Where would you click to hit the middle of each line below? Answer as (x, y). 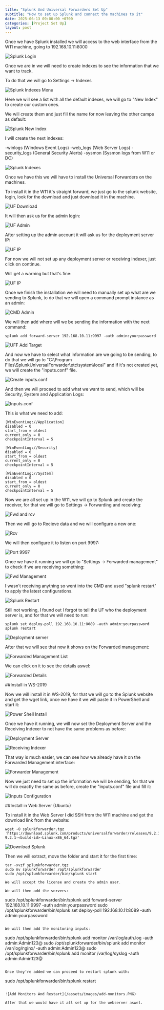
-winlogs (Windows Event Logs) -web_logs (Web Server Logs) (68, 148)
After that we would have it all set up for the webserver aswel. (74, 1003)
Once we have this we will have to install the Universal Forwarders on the (79, 177)
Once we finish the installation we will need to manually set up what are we (81, 293)
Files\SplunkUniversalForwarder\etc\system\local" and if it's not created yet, (82, 365)
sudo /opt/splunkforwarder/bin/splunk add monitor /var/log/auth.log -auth (79, 938)
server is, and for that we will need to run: (47, 615)
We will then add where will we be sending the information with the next (77, 322)
